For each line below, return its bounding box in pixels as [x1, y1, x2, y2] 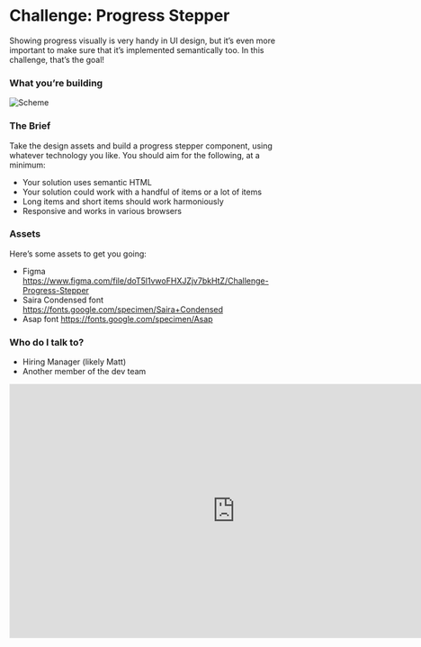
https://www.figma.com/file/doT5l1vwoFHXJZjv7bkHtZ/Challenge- [22, 275, 269, 286]
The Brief [9, 120, 51, 132]
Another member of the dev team [22, 366, 147, 377]
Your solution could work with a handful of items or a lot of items [22, 186, 263, 197]
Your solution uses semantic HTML [22, 176, 153, 187]
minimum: [9, 159, 47, 170]
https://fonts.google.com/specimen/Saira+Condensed [22, 303, 223, 315]
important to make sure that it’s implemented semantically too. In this [9, 44, 264, 55]
